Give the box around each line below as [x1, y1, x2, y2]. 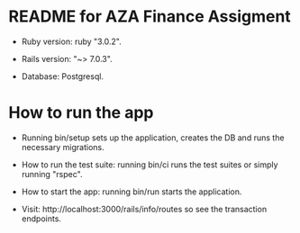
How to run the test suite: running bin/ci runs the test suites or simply [21, 159, 278, 170]
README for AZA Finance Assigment [8, 6, 292, 27]
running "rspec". [21, 168, 83, 179]
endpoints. [21, 213, 62, 224]
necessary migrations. [21, 141, 105, 152]
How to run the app [8, 103, 154, 123]
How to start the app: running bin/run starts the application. [21, 186, 242, 197]
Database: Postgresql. [21, 70, 105, 82]
